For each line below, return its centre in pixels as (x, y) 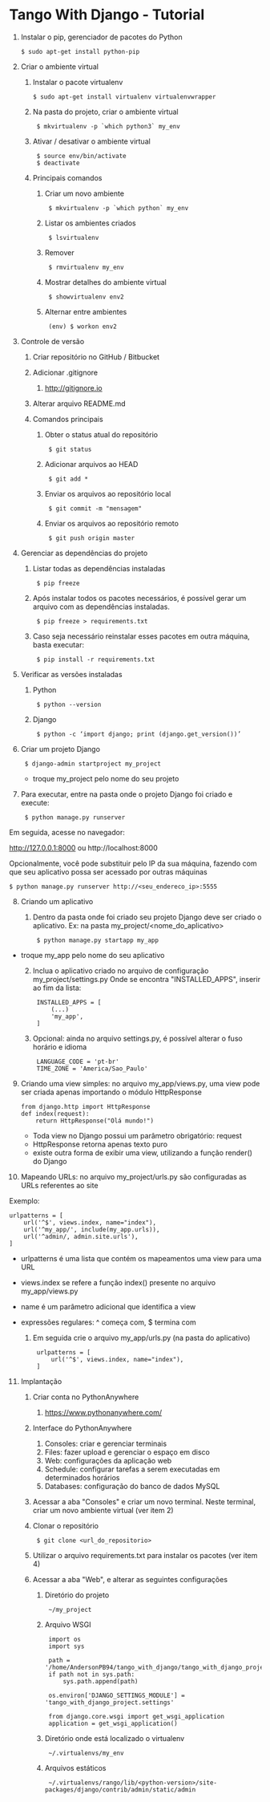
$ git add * (69, 479)
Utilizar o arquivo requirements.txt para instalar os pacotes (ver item (145, 1555)
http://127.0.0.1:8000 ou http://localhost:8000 (84, 847)
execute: (35, 802)
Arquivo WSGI (68, 1624)
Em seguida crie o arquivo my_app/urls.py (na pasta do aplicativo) (141, 1337)
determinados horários (82, 1477)
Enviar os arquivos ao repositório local (108, 493)
